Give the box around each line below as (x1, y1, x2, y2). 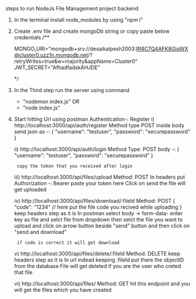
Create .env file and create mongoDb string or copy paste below (13, 28, 170, 35)
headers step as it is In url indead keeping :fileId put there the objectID (13, 256, 184, 263)
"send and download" (13, 229, 67, 235)
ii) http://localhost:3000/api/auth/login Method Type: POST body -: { (13, 146, 180, 152)
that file (13, 269, 33, 276)
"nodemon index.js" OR (22, 98, 80, 105)
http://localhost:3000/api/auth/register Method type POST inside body (13, 122, 185, 128)
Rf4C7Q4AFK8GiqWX (136, 45, 188, 52)
